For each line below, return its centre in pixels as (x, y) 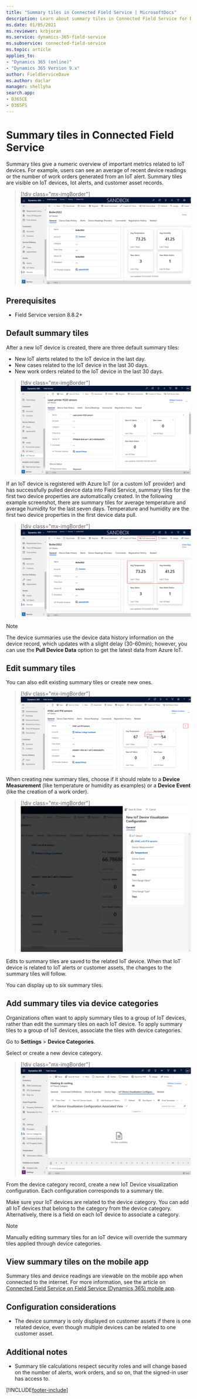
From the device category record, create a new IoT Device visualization (92, 1184)
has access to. (32, 1379)
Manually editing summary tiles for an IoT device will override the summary (97, 1237)
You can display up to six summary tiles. (55, 985)
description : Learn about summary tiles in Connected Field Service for (97, 19)
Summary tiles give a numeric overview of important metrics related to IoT (96, 164)
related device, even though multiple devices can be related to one (95, 1327)
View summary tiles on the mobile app (77, 1262)
